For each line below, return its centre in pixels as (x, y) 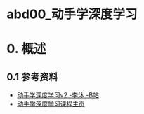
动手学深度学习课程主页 (51, 104)
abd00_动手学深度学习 (72, 14)
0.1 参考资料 (32, 77)
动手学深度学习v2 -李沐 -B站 (58, 95)
